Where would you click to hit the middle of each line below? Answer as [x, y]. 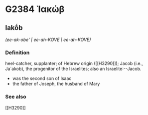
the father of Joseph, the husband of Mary [56, 84]
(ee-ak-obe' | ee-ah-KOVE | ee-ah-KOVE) [48, 39]
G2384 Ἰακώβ [35, 9]
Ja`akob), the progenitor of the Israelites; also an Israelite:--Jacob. [73, 69]
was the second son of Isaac [42, 78]
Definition [17, 52]
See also [16, 97]
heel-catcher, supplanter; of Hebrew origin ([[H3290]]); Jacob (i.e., [74, 63]
